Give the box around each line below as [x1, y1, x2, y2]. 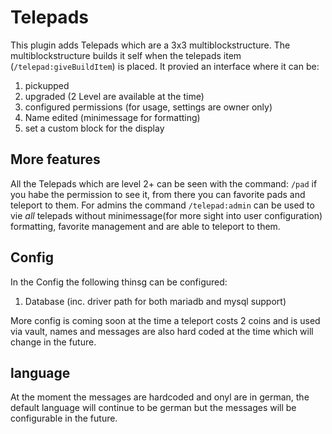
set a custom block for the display [24, 122, 165, 134]
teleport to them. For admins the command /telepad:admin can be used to [10, 199, 315, 211]
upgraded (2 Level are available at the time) [24, 90, 205, 102]
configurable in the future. [10, 412, 118, 425]
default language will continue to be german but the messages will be [10, 402, 297, 414]
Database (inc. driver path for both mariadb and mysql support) [24, 295, 287, 307]
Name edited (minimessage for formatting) [24, 111, 201, 123]
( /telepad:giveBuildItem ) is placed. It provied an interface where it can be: [10, 60, 320, 72]
